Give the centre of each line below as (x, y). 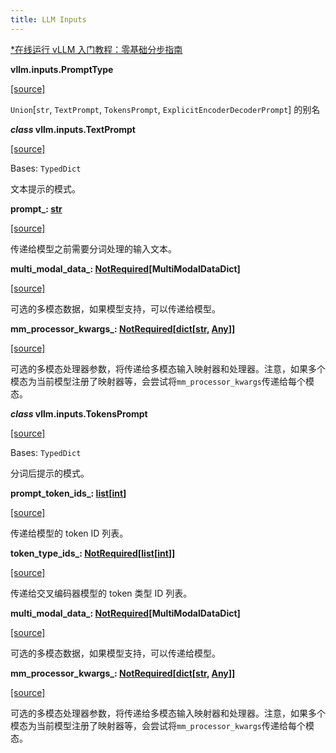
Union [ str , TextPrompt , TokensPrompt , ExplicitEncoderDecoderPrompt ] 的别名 (165, 109)
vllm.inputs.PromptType (62, 69)
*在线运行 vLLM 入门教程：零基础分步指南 (96, 49)
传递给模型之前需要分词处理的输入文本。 (93, 248)
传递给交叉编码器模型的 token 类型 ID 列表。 (101, 593)
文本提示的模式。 (45, 188)
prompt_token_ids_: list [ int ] (68, 493)
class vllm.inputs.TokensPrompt (79, 413)
